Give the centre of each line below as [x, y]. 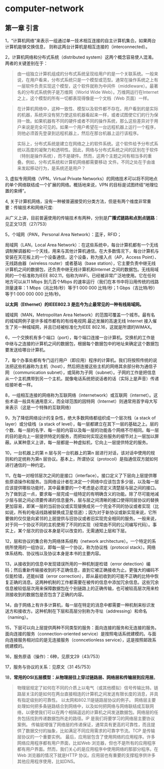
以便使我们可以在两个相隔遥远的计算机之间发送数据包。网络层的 [90, 712]
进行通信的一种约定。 [26, 465]
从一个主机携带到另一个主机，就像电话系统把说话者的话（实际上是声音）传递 [82, 379]
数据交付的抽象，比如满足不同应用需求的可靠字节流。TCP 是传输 [90, 731]
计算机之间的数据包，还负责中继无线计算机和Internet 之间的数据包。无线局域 [82, 269]
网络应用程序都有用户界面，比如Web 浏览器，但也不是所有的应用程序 [86, 743]
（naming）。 [18, 617]
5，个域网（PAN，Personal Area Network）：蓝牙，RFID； [63, 234]
